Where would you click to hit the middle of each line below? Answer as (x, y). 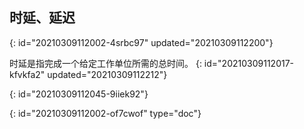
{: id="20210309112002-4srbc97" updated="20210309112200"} (141, 42)
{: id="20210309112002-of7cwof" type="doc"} (105, 113)
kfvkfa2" (27, 74)
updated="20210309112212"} (107, 74)
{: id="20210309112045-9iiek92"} (79, 94)
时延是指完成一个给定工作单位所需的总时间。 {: (105, 63)
